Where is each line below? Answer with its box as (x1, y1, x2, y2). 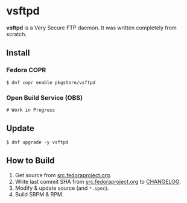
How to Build (6, 156, 55, 166)
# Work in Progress (6, 107, 55, 113)
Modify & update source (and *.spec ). (14, 184, 109, 192)
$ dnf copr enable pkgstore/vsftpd (6, 79, 96, 85)
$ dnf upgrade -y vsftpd (6, 139, 69, 145)
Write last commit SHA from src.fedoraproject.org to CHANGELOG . (14, 178, 182, 185)
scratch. (6, 30, 27, 37)
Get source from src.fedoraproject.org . (14, 171, 112, 178)
